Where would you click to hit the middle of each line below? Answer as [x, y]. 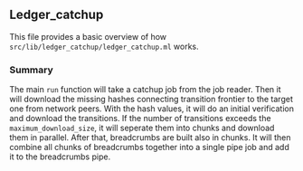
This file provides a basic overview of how [88, 36]
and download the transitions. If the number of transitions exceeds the [140, 119]
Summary [32, 70]
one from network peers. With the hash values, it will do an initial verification [151, 109]
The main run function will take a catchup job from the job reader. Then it [146, 90]
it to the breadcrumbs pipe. [60, 157]
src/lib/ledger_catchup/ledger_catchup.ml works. [104, 46]
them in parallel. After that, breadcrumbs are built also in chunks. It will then [150, 138]
